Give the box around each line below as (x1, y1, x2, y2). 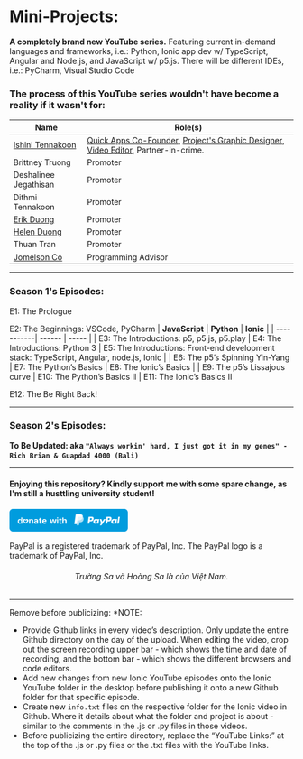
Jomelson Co (13, 251, 63, 263)
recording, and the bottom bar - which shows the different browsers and (22, 653, 292, 664)
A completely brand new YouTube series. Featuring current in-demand (9, 36, 276, 47)
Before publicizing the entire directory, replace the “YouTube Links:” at (22, 730, 284, 741)
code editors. (22, 663, 72, 674)
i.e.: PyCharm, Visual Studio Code (9, 65, 135, 76)
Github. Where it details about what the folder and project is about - (22, 711, 274, 722)
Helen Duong (13, 227, 62, 237)
